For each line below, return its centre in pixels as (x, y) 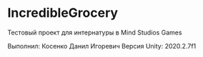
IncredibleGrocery (63, 13)
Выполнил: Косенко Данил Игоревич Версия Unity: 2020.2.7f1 (102, 46)
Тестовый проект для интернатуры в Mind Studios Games (95, 32)
